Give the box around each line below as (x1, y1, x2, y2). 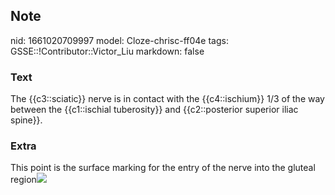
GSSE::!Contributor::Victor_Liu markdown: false (10, 45, 205, 57)
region (10, 174, 37, 186)
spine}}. (10, 114, 43, 126)
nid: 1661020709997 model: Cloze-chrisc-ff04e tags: (10, 34, 229, 46)
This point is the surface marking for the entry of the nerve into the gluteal (10, 162, 316, 174)
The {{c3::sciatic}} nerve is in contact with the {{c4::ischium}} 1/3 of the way (10, 93, 325, 105)
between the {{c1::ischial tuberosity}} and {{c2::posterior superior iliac (10, 104, 299, 116)
